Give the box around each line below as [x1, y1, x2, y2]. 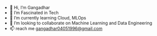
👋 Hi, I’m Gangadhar [9, 5, 50, 10]
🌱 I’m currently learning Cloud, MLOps [9, 15, 87, 20]
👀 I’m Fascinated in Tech [9, 10, 59, 16]
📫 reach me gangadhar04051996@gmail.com [9, 26, 103, 31]
